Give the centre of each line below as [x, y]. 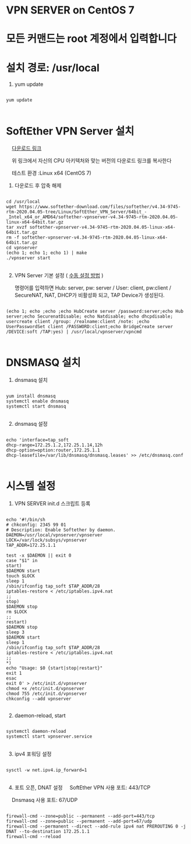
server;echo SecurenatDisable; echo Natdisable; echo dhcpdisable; [90, 316]
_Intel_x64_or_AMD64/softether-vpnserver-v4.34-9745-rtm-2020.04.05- [92, 217]
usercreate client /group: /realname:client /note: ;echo [78, 322]
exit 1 [14, 673]
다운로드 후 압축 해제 [38, 185]
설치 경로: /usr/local [53, 68]
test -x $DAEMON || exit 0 [39, 556]
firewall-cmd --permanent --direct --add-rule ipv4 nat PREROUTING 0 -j [96, 826]
